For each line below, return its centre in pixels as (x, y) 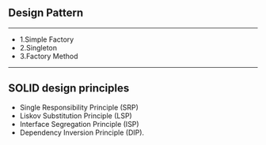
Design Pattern (46, 13)
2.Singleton (38, 47)
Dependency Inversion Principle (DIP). (82, 132)
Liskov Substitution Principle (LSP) (76, 115)
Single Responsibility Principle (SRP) (79, 107)
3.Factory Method (49, 56)
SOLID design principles (69, 89)
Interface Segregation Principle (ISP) (80, 124)
